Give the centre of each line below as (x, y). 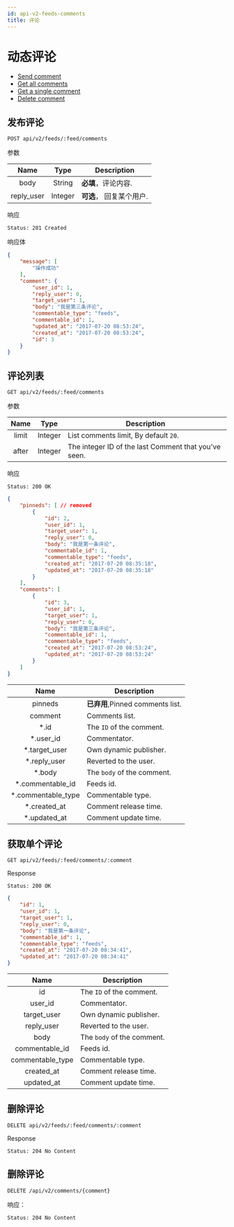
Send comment (39, 77)
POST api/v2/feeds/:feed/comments (57, 139)
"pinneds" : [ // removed (56, 505)
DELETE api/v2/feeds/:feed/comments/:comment (74, 1125)
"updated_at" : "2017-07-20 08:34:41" (75, 957)
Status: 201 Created (37, 228)
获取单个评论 (35, 844)
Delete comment (41, 99)
